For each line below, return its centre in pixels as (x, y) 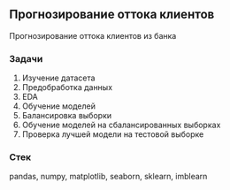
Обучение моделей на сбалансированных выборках (121, 125)
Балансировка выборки (67, 116)
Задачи (26, 58)
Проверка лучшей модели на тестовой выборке (113, 134)
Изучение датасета (58, 78)
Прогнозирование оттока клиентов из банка (93, 35)
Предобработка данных (67, 87)
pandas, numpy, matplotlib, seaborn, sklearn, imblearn (108, 177)
